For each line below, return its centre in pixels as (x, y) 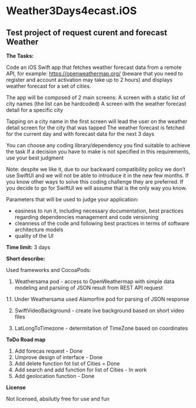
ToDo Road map (26, 339)
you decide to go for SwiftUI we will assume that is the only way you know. (97, 188)
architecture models (39, 230)
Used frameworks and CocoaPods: (49, 270)
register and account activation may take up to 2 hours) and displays (89, 80)
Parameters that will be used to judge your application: (72, 199)
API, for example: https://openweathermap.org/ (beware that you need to (95, 74)
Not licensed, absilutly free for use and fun (58, 399)
